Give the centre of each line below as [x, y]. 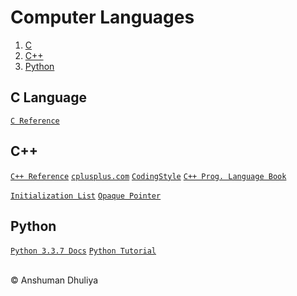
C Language [48, 97]
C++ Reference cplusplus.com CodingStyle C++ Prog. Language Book [148, 176]
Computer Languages [102, 17]
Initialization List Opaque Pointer [86, 196]
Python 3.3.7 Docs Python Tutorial [83, 251]
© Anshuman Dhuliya [54, 280]
